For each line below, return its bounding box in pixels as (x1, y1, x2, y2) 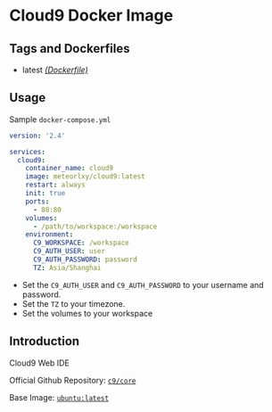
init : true (25, 189, 66, 198)
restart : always (25, 180, 87, 190)
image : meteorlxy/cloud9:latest (25, 172, 145, 181)
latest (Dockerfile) (21, 64, 89, 75)
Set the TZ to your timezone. (21, 298, 126, 309)
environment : (25, 230, 74, 239)
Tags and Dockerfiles (9, 41, 130, 56)
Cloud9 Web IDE (9, 358, 70, 368)
